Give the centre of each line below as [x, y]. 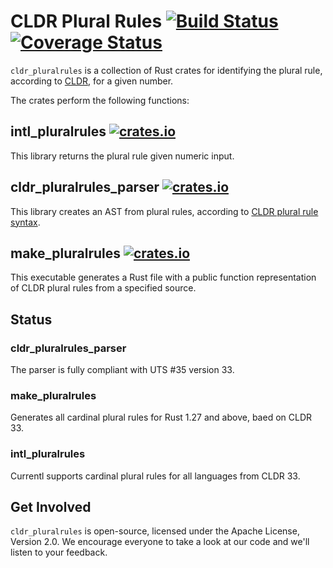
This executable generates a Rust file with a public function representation [163, 277]
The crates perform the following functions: [100, 100]
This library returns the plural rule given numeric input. [122, 156]
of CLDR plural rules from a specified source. [103, 288]
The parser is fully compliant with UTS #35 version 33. [122, 370]
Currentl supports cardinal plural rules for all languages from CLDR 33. [155, 476]
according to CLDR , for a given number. [92, 81]
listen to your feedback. [59, 552]
